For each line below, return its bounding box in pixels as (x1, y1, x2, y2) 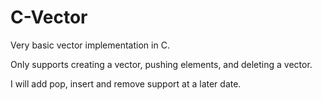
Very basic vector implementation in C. (10, 39, 170, 51)
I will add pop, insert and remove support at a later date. (10, 77, 242, 90)
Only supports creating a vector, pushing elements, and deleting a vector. (10, 58, 313, 70)
